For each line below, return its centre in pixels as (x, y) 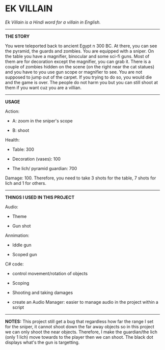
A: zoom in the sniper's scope (42, 120)
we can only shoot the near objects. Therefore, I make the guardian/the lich (81, 332)
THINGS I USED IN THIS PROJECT (40, 197)
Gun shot (21, 226)
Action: (12, 111)
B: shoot (21, 130)
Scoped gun (25, 254)
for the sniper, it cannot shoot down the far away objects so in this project (80, 326)
